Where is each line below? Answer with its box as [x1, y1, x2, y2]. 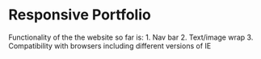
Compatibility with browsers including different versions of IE [8, 40, 212, 50]
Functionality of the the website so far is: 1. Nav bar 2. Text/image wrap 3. [8, 32, 254, 42]
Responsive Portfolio [8, 6, 151, 24]
